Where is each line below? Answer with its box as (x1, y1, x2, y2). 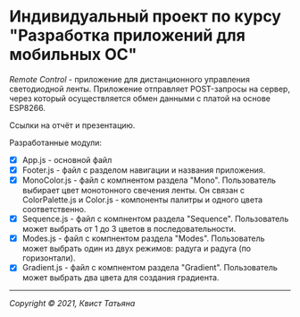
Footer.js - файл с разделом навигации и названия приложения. (21, 165, 266, 176)
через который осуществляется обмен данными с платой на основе (9, 92, 271, 104)
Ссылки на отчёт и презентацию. (9, 119, 136, 131)
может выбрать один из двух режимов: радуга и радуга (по (21, 244, 252, 254)
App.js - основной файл (21, 154, 112, 165)
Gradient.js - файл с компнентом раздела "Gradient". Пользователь (21, 262, 279, 273)
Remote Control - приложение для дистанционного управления (9, 73, 250, 84)
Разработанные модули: (9, 137, 103, 148)
